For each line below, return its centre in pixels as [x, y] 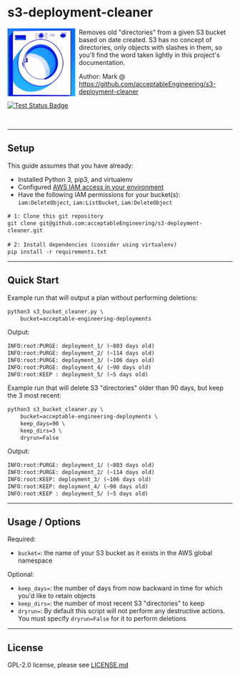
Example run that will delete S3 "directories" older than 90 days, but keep [115, 388]
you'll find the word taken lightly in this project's [149, 55]
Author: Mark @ [102, 76]
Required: [22, 539]
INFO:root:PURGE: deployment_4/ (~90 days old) [80, 367]
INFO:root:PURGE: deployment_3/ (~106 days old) [81, 360]
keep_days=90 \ [43, 423]
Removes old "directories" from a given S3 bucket [152, 32]
